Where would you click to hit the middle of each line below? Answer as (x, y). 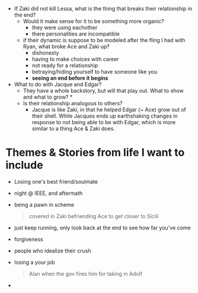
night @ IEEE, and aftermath (48, 193)
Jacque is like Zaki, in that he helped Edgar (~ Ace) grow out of (109, 110)
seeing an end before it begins (70, 78)
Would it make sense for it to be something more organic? (93, 21)
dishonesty (45, 53)
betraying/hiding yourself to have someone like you (95, 72)
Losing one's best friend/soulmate (56, 181)
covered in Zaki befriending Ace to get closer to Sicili (94, 216)
